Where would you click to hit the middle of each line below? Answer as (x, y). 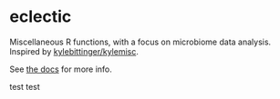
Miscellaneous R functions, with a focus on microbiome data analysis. (140, 42)
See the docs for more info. (61, 69)
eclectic (41, 17)
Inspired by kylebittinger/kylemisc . (74, 51)
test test (25, 86)
